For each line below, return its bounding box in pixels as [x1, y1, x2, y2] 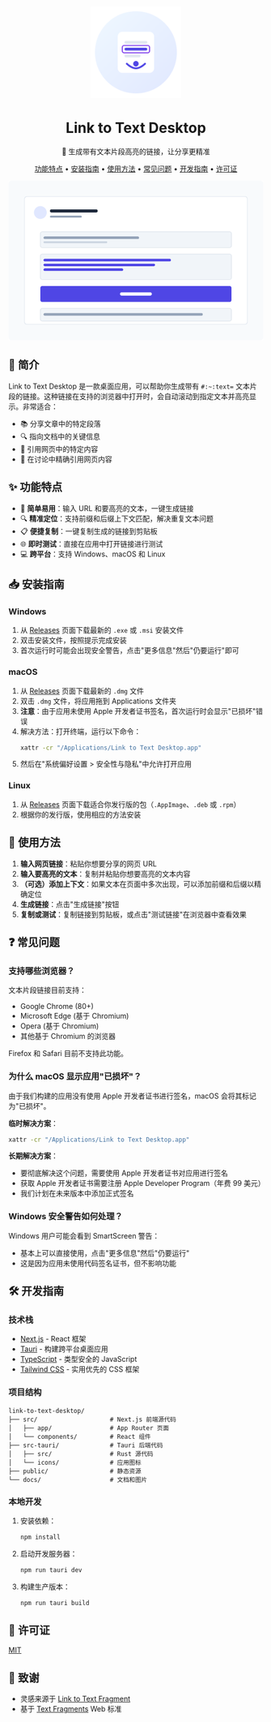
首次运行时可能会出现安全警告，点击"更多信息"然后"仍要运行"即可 [19, 646, 239, 655]
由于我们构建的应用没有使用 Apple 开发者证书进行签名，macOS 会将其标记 [8, 1091, 256, 1101]
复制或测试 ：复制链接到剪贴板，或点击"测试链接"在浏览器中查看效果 [19, 909, 247, 919]
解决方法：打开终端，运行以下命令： [19, 726, 142, 736]
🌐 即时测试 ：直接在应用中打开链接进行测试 [19, 539, 163, 548]
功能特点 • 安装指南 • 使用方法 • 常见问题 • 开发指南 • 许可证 [34, 164, 238, 174]
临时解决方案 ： [8, 1118, 58, 1128]
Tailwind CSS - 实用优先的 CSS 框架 [19, 1364, 140, 1374]
